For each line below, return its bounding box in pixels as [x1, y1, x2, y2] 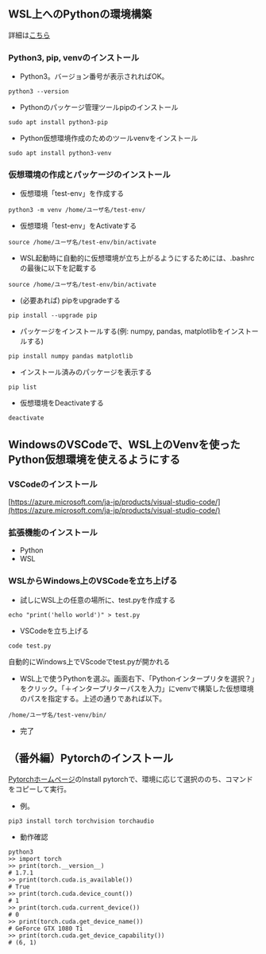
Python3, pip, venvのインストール [8, 52, 140, 63]
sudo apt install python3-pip [8, 119, 109, 127]
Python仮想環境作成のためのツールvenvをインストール [19, 134, 199, 143]
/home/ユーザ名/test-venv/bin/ [8, 711, 107, 719]
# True [8, 882, 30, 890]
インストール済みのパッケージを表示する [19, 367, 152, 377]
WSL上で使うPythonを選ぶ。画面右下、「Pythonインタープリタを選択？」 [19, 674, 259, 683]
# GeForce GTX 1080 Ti [8, 925, 83, 932]
